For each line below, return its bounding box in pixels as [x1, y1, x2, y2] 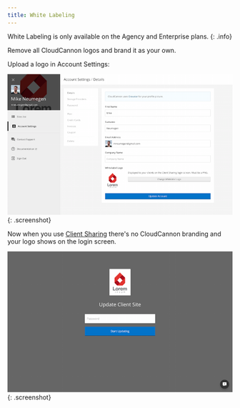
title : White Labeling [7, 11, 75, 19]
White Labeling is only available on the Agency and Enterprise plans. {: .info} [7, 32, 232, 41]
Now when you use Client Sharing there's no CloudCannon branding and [7, 229, 221, 238]
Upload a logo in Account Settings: [7, 59, 110, 68]
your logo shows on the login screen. [7, 237, 116, 246]
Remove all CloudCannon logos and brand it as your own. [7, 46, 176, 54]
